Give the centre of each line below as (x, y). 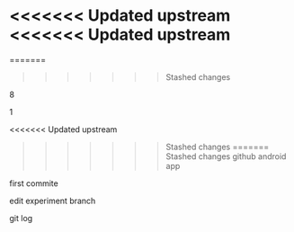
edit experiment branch (53, 201)
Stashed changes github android (226, 156)
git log (21, 218)
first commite (34, 183)
